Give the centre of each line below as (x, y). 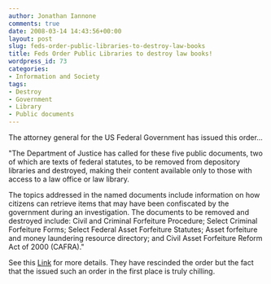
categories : (28, 69)
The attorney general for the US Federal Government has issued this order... (135, 138)
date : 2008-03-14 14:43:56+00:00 (65, 31)
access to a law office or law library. (69, 179)
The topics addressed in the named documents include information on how (134, 195)
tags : (17, 84)
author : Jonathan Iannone (52, 16)
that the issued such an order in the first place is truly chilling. (112, 271)
